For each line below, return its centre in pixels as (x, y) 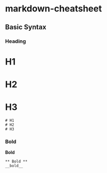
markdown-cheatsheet (53, 9)
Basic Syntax (26, 27)
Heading (16, 41)
